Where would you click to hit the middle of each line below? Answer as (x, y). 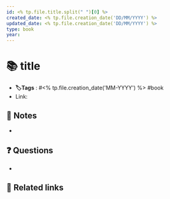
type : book (20, 29)
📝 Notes (22, 116)
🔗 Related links (35, 188)
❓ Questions (30, 151)
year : (13, 35)
